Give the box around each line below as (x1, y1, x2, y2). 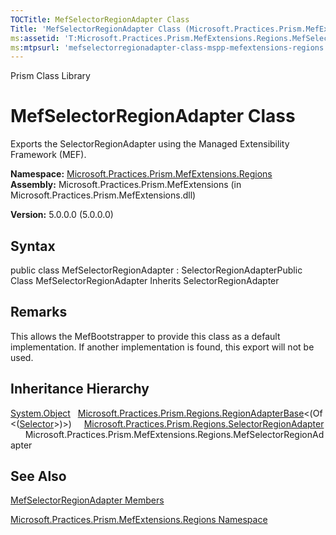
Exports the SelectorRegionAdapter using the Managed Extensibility (10, 138, 290, 150)
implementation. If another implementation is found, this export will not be (10, 341, 315, 353)
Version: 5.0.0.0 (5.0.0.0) (10, 209, 114, 221)
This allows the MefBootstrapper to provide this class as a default (10, 330, 281, 342)
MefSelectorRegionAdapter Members (10, 494, 165, 506)
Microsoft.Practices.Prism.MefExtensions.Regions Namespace (10, 514, 268, 526)
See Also (10, 468, 67, 485)
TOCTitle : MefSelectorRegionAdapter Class (10, 14, 190, 25)
